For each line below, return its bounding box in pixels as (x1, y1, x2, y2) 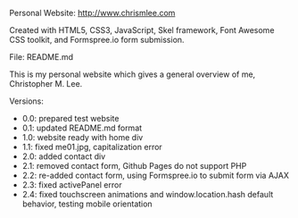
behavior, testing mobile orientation (21, 198, 153, 209)
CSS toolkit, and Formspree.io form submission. (9, 35, 185, 45)
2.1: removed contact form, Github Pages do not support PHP (21, 161, 247, 171)
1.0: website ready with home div (21, 132, 144, 142)
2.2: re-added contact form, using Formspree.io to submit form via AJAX (21, 170, 290, 180)
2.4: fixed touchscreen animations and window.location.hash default (21, 189, 274, 199)
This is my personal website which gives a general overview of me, (9, 69, 256, 80)
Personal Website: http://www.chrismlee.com (9, 8, 176, 18)
